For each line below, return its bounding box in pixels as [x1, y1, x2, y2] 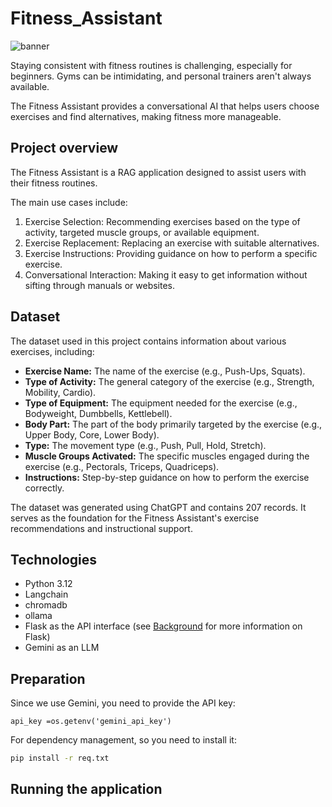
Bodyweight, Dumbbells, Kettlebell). [24, 407, 173, 419]
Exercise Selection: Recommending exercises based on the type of [24, 215, 301, 227]
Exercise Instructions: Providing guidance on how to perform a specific [24, 247, 318, 259]
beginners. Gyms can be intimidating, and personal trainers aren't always [10, 70, 312, 82]
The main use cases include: [10, 196, 128, 208]
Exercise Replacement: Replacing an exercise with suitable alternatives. [24, 237, 320, 249]
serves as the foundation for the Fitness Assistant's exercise [10, 512, 260, 524]
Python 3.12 [24, 578, 73, 590]
